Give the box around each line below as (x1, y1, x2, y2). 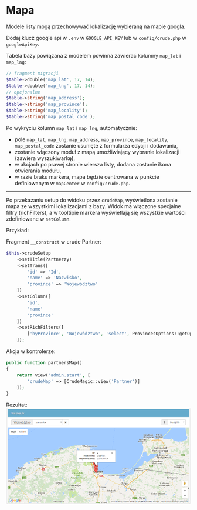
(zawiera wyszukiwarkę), (14, 154, 75, 162)
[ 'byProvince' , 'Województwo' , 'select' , (27, 331, 130, 337)
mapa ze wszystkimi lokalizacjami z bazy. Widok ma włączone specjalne (6, 202, 181, 209)
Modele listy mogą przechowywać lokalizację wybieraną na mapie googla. (6, 23, 186, 30)
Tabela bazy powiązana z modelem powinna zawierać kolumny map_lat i (6, 52, 181, 59)
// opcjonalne (6, 89, 41, 95)
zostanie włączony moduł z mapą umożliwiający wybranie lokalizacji (14, 148, 180, 155)
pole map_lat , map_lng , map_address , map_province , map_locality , (14, 136, 169, 143)
